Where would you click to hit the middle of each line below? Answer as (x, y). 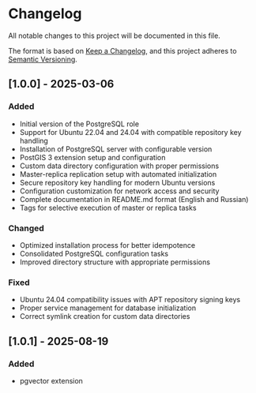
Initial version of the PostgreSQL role (79, 124)
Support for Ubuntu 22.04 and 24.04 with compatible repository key (131, 132)
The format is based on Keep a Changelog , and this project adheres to (122, 51)
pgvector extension (51, 380)
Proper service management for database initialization (108, 308)
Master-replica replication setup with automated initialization (118, 174)
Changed (26, 228)
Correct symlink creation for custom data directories (105, 316)
